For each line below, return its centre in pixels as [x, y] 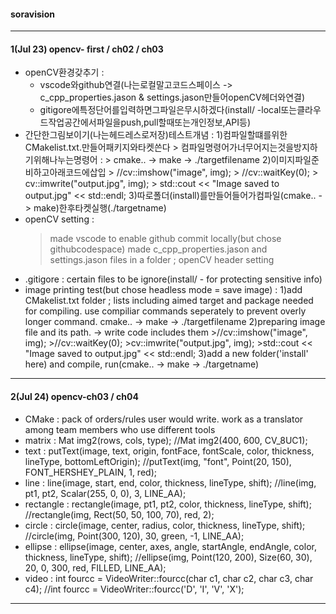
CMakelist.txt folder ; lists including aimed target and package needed [169, 301]
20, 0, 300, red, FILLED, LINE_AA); [95, 567]
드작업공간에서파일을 [80, 122]
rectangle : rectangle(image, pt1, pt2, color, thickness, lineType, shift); [168, 504]
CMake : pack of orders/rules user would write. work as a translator [164, 419]
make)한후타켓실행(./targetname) [100, 208]
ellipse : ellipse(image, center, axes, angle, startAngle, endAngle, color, [170, 546]
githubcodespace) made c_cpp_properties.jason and [158, 249]
